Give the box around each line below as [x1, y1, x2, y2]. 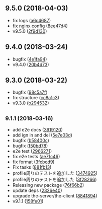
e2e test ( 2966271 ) [12, 148, 52, 154]
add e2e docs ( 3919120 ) [12, 127, 63, 133]
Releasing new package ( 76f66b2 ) [12, 182, 84, 188]
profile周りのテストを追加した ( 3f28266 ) [12, 176, 97, 183]
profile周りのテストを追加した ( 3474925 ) [12, 170, 98, 176]
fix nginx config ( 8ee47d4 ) [12, 23, 68, 29]
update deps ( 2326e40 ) [12, 187, 62, 193]
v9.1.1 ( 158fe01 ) [12, 198, 44, 204]
